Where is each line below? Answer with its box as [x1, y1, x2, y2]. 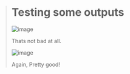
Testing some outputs [11, 5, 125, 19]
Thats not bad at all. [11, 37, 62, 44]
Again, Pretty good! [11, 61, 60, 68]
